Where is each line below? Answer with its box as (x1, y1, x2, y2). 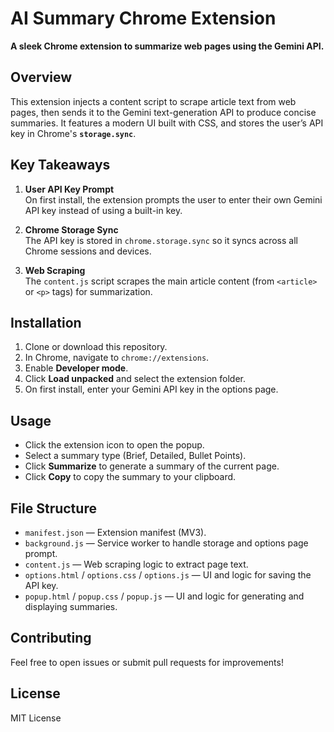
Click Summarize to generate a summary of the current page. (24, 460, 280, 472)
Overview (10, 69, 73, 86)
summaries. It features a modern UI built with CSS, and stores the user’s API (10, 117, 324, 129)
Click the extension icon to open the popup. (24, 439, 205, 451)
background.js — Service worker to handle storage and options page (24, 537, 309, 549)
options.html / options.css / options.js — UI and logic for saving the (24, 569, 312, 581)
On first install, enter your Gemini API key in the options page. (24, 383, 279, 396)
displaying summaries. (24, 601, 118, 612)
